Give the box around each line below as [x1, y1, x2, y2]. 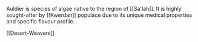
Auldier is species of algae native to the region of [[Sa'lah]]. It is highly [6, 5, 182, 12]
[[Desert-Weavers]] [6, 29, 55, 37]
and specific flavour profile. [6, 18, 75, 25]
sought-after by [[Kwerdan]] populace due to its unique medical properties [6, 11, 193, 19]
